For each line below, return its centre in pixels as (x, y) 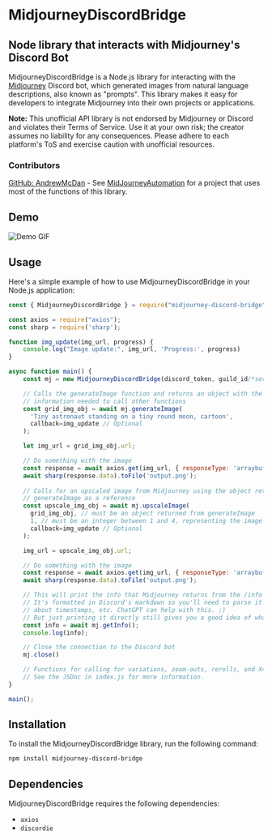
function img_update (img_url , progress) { (81, 342)
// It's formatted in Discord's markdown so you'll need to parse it (143, 603)
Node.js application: (42, 290)
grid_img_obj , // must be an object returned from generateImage (142, 514)
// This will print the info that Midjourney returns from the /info (143, 595)
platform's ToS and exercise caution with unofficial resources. (111, 144)
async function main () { (50, 372)
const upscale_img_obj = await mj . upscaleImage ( (106, 506)
